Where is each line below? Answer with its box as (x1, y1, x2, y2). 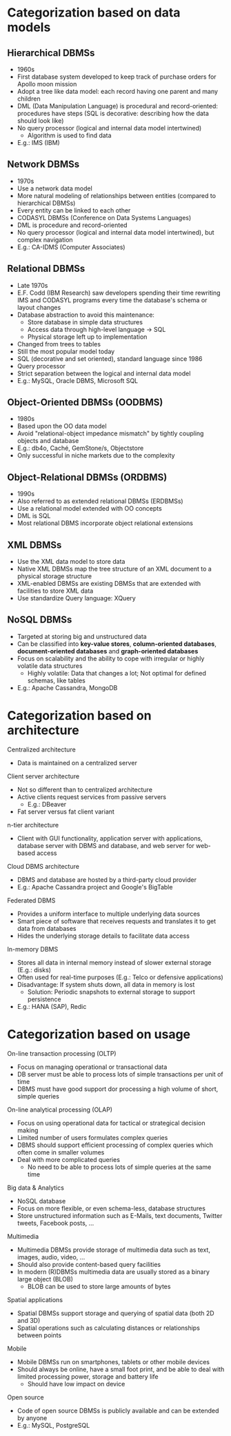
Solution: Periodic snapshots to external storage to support (27, 987, 195, 996)
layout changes (17, 303, 61, 311)
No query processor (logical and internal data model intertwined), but (17, 228, 215, 236)
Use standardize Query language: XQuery (17, 594, 136, 602)
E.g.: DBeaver (27, 800, 67, 808)
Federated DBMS (7, 896, 56, 905)
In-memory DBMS (7, 945, 59, 953)
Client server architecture (7, 771, 80, 780)
